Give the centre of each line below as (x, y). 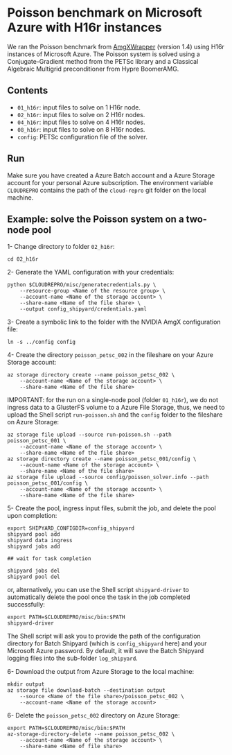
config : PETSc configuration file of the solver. (82, 137)
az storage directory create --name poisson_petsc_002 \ (91, 375)
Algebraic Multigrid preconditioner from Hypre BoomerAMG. (93, 69)
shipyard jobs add (34, 547)
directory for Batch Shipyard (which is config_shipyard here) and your (107, 643)
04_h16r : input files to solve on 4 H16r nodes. (81, 122)
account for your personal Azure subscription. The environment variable (110, 182)
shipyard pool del (34, 577)
